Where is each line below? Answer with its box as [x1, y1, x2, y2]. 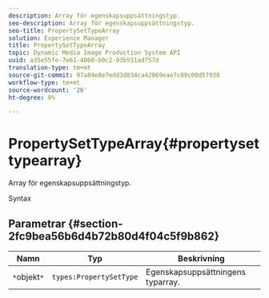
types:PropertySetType [51, 272, 139, 281]
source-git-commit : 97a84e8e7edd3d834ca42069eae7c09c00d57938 [8, 71, 220, 79]
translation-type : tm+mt [8, 64, 91, 72]
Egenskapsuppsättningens [145, 267, 247, 277]
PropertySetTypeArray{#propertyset [8, 135, 260, 153]
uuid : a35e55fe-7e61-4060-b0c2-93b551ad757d [8, 57, 159, 65]
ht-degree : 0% [8, 93, 56, 101]
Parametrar [8, 217, 66, 230]
